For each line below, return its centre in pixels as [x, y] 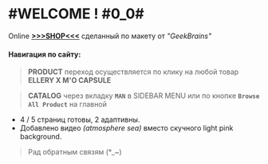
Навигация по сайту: [45, 54]
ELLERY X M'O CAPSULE [69, 80]
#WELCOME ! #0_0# [77, 14]
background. [41, 137]
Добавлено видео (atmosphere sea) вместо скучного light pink [126, 128]
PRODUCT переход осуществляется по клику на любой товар [133, 72]
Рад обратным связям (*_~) [75, 152]
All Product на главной [67, 104]
